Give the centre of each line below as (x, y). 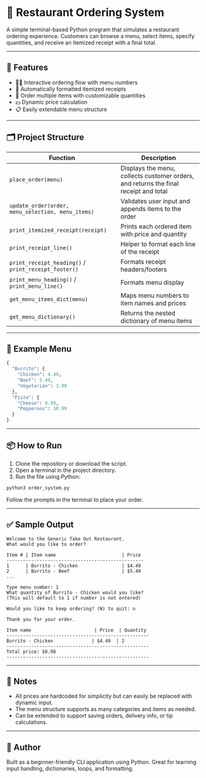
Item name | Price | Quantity (77, 630)
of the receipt (140, 252)
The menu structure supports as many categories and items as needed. (105, 709)
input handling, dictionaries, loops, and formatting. (70, 769)
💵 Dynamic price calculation (51, 102)
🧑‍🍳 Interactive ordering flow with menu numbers (76, 82)
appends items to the (151, 209)
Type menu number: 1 (33, 587)
